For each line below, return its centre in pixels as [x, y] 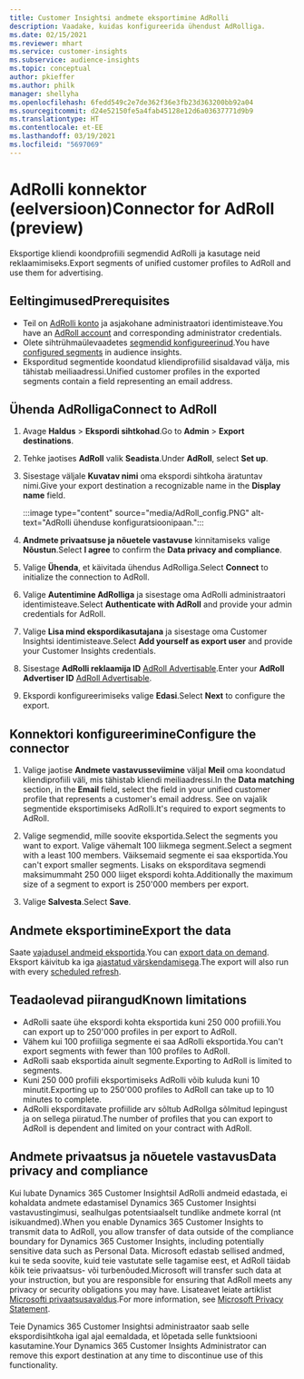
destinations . [48, 441]
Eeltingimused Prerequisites [90, 301]
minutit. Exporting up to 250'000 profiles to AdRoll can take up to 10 [148, 1089]
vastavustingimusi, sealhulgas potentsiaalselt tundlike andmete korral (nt [145, 1212]
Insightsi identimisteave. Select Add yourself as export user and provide [157, 641]
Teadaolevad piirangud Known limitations [128, 1000]
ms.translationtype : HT [54, 119]
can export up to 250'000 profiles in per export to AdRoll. [130, 1031]
